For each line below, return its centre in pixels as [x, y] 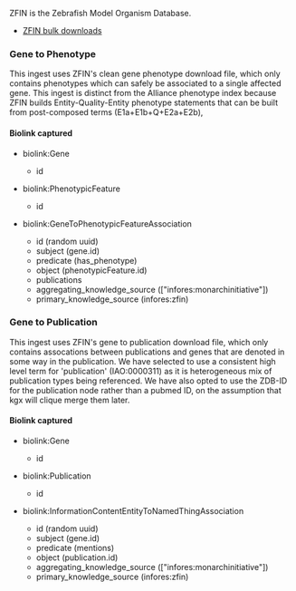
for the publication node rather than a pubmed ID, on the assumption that [146, 390]
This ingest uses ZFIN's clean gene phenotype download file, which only [145, 74]
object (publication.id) [77, 557]
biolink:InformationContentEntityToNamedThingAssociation [133, 511]
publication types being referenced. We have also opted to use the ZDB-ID [148, 381]
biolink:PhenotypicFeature [71, 189]
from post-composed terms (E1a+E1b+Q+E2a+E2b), [106, 112]
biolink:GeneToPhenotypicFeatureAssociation [107, 223]
